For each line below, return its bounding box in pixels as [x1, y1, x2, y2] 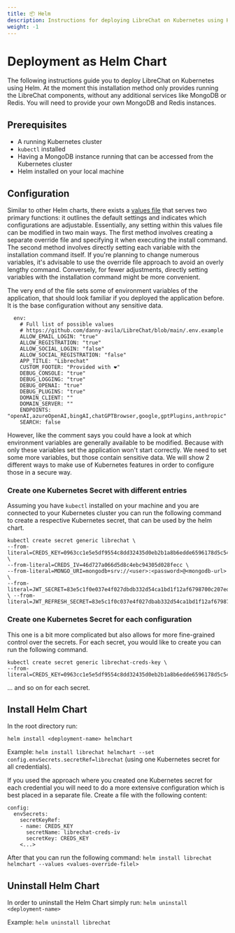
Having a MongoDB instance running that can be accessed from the [17, 152, 213, 161]
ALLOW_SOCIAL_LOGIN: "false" [20, 345, 105, 352]
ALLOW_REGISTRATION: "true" [20, 339, 101, 346]
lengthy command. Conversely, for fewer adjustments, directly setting [7, 265, 208, 273]
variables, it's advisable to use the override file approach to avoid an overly [7, 258, 224, 266]
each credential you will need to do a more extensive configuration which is [7, 783, 225, 792]
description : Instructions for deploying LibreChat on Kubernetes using [7, 17, 224, 24]
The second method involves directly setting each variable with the [7, 243, 201, 252]
